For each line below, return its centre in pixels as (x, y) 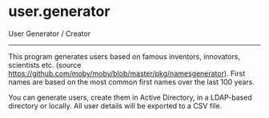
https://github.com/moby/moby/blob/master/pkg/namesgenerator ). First (127, 73)
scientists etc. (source (45, 65)
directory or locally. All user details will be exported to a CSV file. (115, 105)
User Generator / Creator (49, 33)
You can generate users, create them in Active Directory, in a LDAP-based (130, 97)
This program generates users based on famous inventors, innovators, (124, 56)
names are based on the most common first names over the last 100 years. (131, 81)
